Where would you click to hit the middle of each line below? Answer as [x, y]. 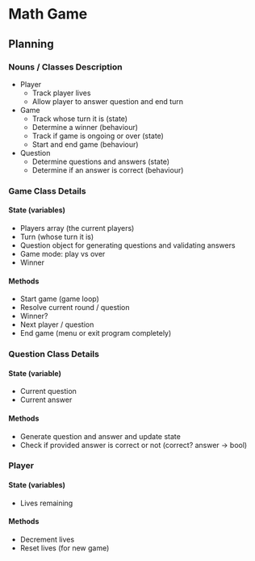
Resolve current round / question [75, 308]
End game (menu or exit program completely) [96, 333]
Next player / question [57, 324]
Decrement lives [47, 539]
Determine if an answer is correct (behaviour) [108, 170]
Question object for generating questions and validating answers [127, 245]
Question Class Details [54, 354]
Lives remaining [46, 503]
